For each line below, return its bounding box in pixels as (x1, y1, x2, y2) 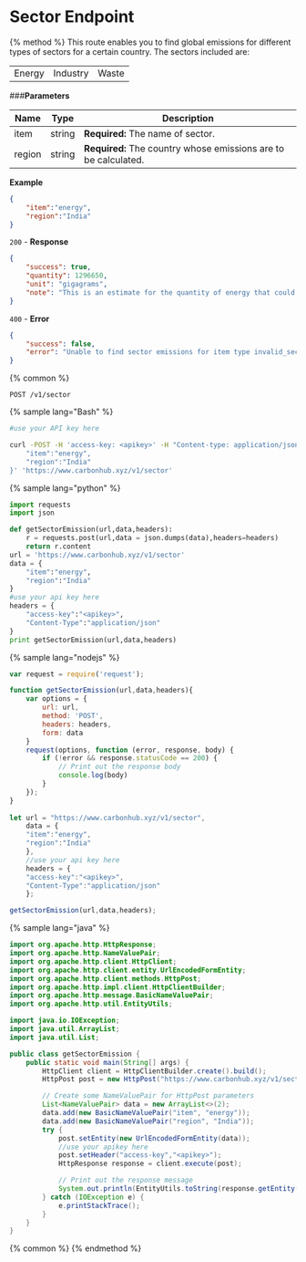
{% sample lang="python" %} (9, 482, 121, 494)
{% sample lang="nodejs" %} (9, 652, 120, 662)
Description (162, 111, 214, 124)
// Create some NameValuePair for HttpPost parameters (42, 1091, 255, 1100)
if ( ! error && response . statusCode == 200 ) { (42, 754, 219, 763)
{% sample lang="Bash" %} (9, 406, 114, 417)
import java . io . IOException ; (9, 1016, 120, 1026)
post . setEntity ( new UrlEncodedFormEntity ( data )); (57, 1133, 250, 1142)
